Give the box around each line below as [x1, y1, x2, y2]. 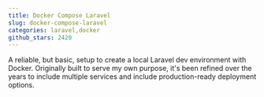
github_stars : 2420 [8, 33, 73, 42]
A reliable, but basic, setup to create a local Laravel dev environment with [8, 55, 247, 65]
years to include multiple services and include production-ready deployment [8, 72, 257, 81]
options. [8, 80, 35, 90]
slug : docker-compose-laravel [8, 19, 108, 27]
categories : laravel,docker [8, 26, 101, 34]
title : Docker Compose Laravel [8, 11, 111, 20]
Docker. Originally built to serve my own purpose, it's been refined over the [8, 64, 252, 73]
